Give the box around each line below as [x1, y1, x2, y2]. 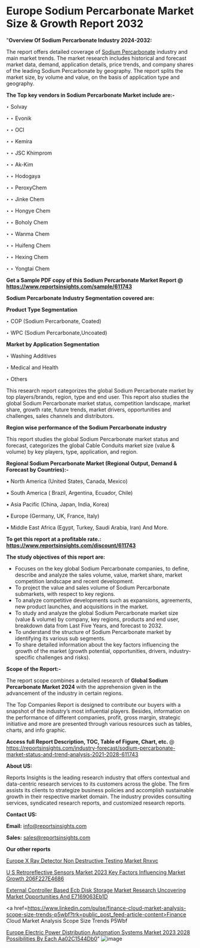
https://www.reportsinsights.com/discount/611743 [6, 541, 136, 549]
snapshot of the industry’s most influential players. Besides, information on [6, 707, 190, 715]
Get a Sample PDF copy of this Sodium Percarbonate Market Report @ [6, 276, 183, 284]
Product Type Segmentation [6, 306, 78, 313]
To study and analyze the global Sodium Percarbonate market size [14, 609, 179, 616]
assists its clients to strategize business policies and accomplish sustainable [6, 786, 194, 793]
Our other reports [6, 845, 51, 852]
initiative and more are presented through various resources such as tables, [6, 720, 192, 727]
